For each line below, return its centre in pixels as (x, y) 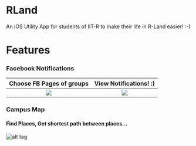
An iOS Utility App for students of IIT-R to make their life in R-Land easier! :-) (98, 26)
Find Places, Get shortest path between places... (67, 123)
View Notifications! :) (124, 84)
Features (28, 50)
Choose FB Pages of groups (49, 84)
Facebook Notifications (40, 69)
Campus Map (26, 110)
